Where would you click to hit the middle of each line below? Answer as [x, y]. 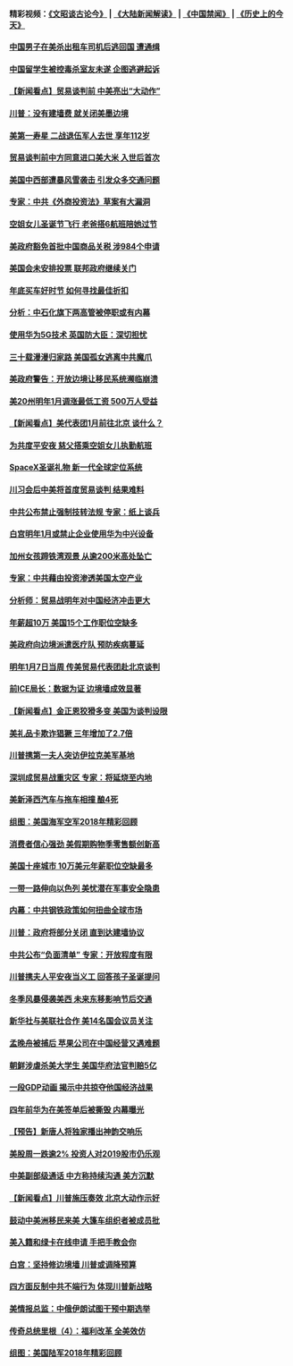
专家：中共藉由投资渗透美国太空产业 [76, 578]
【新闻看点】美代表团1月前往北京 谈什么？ [86, 423]
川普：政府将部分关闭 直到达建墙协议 [77, 932]
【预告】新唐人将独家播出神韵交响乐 [76, 1132]
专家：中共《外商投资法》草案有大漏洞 [80, 202]
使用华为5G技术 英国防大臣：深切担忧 [78, 335]
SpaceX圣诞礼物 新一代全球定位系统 [76, 467]
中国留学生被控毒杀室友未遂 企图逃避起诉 [85, 69]
